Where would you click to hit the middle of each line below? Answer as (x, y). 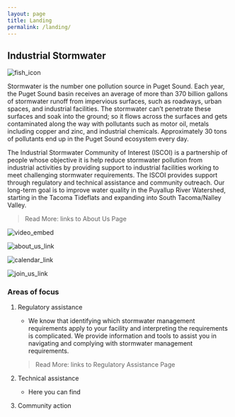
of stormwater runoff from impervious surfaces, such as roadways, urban (115, 101)
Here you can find (55, 392)
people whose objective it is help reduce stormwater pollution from (105, 160)
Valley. (17, 205)
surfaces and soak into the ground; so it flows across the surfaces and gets (117, 117)
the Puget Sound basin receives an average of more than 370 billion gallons (117, 94)
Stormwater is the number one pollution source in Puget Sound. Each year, (116, 86)
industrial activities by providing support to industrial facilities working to (113, 168)
